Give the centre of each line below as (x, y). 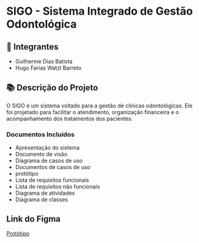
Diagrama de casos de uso (49, 161)
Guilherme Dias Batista (44, 61)
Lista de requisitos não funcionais (57, 187)
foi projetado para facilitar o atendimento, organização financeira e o (92, 112)
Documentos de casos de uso (52, 167)
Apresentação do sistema (47, 148)
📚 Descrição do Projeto (52, 88)
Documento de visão (41, 154)
